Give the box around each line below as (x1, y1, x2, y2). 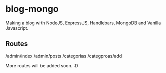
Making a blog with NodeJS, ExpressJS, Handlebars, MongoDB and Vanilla (5, 20, 161, 26)
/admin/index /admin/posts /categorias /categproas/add (5, 53, 122, 59)
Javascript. (5, 25, 29, 31)
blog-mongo (5, 3, 59, 15)
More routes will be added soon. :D (5, 62, 78, 68)
